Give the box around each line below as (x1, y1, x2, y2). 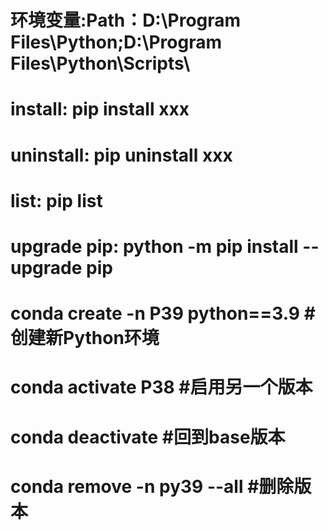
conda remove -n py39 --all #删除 (10, 475, 295, 498)
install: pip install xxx (10, 98, 190, 121)
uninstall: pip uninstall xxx (10, 144, 233, 166)
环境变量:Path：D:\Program (10, 9, 242, 32)
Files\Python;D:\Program (10, 31, 222, 54)
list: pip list (10, 189, 103, 212)
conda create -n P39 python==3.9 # (10, 302, 316, 325)
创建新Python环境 (10, 327, 160, 350)
